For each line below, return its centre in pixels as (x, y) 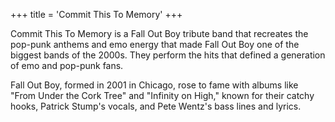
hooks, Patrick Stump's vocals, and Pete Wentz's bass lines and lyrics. (156, 106)
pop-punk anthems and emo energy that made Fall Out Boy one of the (155, 44)
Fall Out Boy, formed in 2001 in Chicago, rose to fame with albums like (154, 85)
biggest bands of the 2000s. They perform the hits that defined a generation (168, 55)
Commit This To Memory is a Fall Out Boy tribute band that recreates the (159, 33)
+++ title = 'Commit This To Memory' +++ (96, 14)
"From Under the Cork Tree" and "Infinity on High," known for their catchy (162, 95)
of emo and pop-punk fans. (67, 65)
